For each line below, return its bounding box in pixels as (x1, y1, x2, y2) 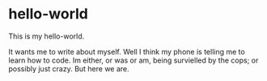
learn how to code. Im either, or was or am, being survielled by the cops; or (8, 55, 259, 65)
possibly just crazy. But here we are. (8, 63, 129, 73)
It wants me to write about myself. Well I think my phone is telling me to (8, 47, 245, 56)
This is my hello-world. (8, 31, 85, 41)
